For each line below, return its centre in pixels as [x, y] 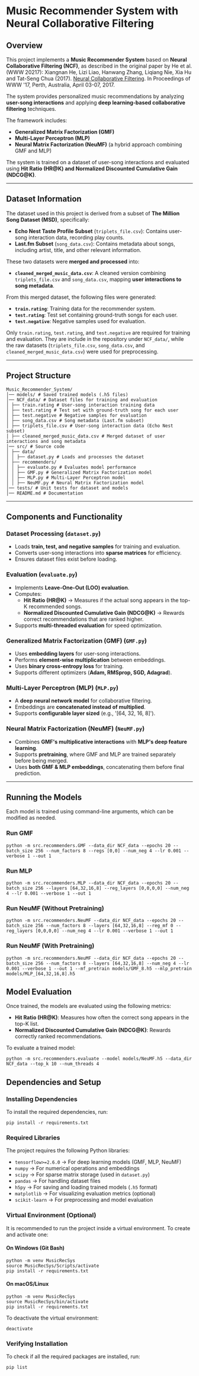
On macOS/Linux [28, 1284]
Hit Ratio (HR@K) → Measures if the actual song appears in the [101, 600]
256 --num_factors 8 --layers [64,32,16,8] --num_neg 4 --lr [112, 963]
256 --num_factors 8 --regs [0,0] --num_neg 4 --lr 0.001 [108, 851]
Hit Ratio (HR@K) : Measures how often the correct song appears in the [102, 1017]
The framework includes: [37, 120]
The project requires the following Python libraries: [68, 1151]
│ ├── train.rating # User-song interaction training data [81, 405]
